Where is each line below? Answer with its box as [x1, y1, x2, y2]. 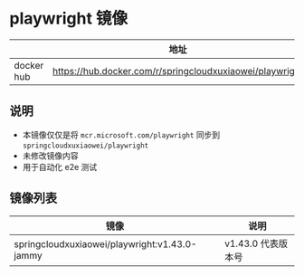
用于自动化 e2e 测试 [22, 161, 98, 172]
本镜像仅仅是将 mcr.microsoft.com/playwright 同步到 [22, 128, 221, 140]
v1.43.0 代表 [224, 237, 279, 250]
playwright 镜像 [9, 8, 128, 29]
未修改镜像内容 [22, 150, 79, 161]
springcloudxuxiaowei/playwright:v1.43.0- [14, 237, 197, 250]
